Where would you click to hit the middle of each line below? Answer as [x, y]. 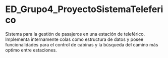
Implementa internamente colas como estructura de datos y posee [74, 39]
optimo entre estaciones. [31, 50]
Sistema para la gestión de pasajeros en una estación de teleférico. [75, 34]
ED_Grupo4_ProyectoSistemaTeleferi [84, 9]
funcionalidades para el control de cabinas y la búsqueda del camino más [82, 44]
